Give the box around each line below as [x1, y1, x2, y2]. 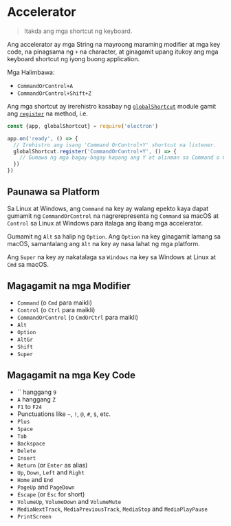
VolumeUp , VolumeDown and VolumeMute [16, 497, 122, 505]
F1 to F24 [16, 402, 43, 410]
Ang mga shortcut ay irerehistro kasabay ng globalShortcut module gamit [7, 102, 217, 110]
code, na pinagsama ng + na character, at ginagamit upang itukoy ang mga [7, 47, 219, 56]
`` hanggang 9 [16, 388, 57, 396]
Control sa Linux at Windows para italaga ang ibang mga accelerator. [7, 219, 203, 227]
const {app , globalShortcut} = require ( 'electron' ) [7, 122, 158, 129]
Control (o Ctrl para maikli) [16, 305, 96, 314]
